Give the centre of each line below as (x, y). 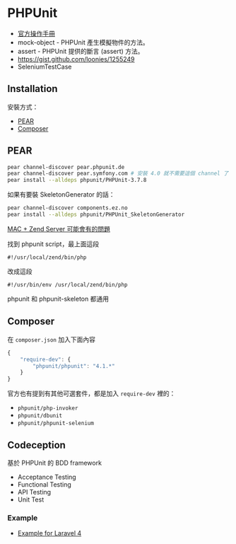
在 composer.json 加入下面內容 (51, 339)
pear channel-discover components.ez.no (68, 208)
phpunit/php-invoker (48, 408)
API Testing (34, 492)
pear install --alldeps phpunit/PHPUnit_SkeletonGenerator (96, 215)
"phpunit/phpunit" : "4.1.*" (74, 366)
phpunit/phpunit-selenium (55, 423)
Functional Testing (45, 484)
